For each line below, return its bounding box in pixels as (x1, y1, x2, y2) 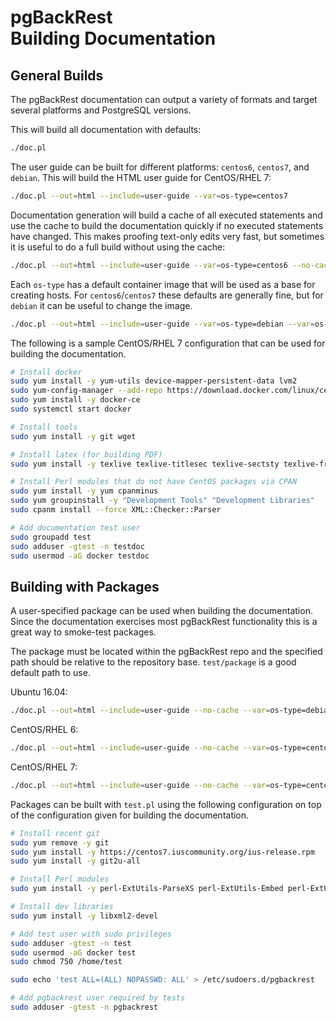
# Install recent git (10, 828, 101, 838)
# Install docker (10, 367, 83, 377)
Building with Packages (10, 578, 160, 595)
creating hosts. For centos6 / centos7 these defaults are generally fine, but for (10, 289, 324, 301)
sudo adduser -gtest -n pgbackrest (10, 1002, 159, 1013)
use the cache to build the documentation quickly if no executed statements (10, 219, 324, 231)
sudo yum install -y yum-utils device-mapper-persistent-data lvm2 (10, 376, 298, 386)
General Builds (10, 67, 104, 84)
